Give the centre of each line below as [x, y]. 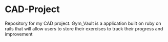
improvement [19, 34]
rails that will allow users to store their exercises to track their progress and [84, 28]
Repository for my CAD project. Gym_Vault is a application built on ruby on [83, 23]
